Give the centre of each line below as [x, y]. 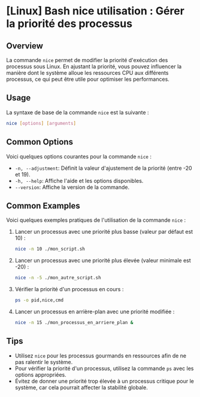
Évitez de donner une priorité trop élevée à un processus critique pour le [104, 381]
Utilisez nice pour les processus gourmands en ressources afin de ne [101, 355]
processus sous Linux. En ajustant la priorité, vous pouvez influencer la [94, 66]
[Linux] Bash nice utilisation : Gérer [95, 11]
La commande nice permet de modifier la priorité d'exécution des [87, 60]
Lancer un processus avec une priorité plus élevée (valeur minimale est [103, 261]
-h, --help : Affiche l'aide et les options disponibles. [79, 181]
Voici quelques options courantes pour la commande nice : [79, 156]
